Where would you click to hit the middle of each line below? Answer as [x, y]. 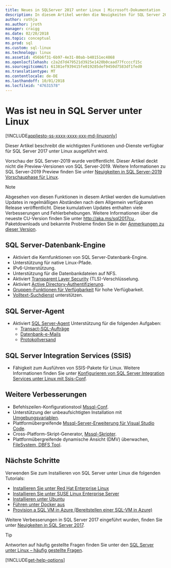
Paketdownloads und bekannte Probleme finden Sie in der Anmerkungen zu [85, 224]
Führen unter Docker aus [39, 504]
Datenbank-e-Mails [40, 334]
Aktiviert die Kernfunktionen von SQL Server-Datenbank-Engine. [80, 257]
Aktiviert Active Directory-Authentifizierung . [59, 284]
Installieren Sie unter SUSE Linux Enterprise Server [66, 493]
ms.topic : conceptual [28, 39]
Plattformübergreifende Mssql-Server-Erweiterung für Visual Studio [83, 423]
